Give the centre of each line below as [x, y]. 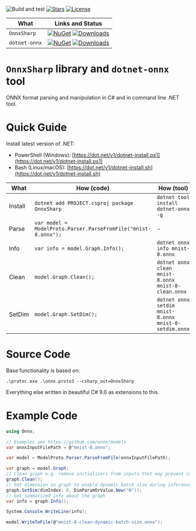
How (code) [93, 188]
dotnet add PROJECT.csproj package [84, 203]
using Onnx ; [20, 431]
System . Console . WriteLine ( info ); [47, 512]
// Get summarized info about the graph [56, 496]
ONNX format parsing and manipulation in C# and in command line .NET [93, 97]
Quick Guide [36, 127]
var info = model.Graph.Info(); [79, 248]
